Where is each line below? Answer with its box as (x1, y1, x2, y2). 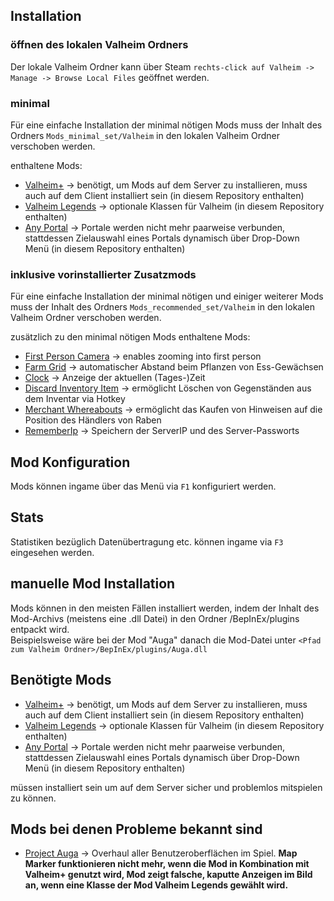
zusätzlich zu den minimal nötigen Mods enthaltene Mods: (10, 331, 251, 343)
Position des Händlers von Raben (24, 414, 162, 426)
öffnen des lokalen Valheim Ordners (10, 38, 189, 52)
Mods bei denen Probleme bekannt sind (10, 820, 263, 838)
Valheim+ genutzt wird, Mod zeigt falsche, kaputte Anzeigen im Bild (24, 869, 313, 881)
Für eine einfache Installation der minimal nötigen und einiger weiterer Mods (10, 290, 324, 303)
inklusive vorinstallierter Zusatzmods (10, 267, 197, 281)
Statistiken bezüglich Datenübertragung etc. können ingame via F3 (10, 535, 284, 548)
